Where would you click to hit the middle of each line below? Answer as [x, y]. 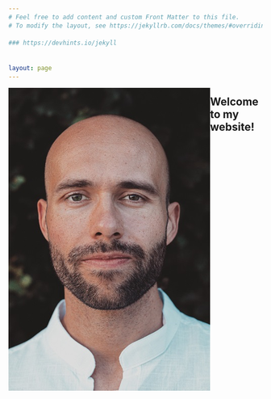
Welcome [234, 102]
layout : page [30, 69]
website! [232, 127]
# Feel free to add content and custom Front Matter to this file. [124, 17]
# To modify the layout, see [57, 25]
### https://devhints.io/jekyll [63, 43]
